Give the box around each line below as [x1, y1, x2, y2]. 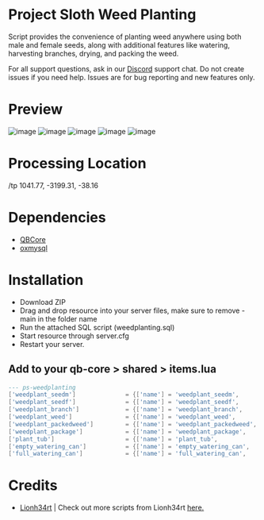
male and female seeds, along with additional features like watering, [8, 40, 230, 49]
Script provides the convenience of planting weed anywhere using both [8, 32, 242, 41]
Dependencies [8, 209, 106, 226]
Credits [8, 476, 58, 495]
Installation [8, 271, 84, 289]
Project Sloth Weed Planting [8, 6, 197, 24]
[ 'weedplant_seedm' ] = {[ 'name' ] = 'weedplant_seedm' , [8, 391, 239, 399]
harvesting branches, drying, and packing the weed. [8, 48, 179, 58]
